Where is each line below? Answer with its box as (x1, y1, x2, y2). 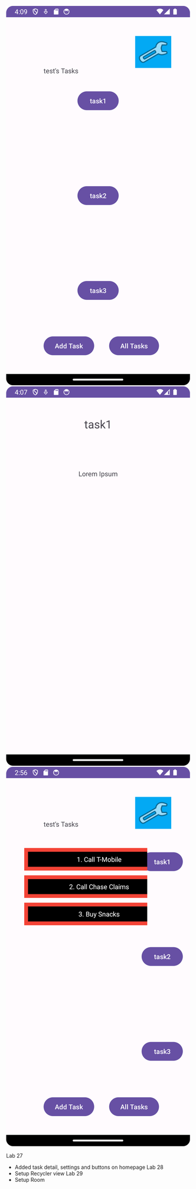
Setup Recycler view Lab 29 (14, 1170, 83, 1177)
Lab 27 (6, 1152, 23, 1159)
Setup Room (14, 1177, 45, 1183)
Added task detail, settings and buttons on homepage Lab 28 (14, 1164, 164, 1171)
